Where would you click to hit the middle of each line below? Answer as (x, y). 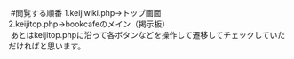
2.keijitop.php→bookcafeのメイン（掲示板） (89, 24)
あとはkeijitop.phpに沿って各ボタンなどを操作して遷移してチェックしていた (148, 35)
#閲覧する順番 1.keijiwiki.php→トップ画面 (86, 13)
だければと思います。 (47, 46)
